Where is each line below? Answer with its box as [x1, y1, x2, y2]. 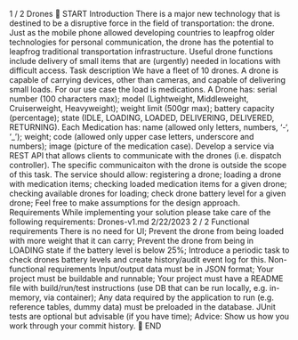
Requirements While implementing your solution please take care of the [9, 207, 271, 217]
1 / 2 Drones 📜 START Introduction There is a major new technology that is [9, 9, 280, 19]
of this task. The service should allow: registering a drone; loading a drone [9, 169, 282, 180]
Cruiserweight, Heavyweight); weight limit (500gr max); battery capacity [9, 103, 275, 113]
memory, [9, 292, 42, 303]
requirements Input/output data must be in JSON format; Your [47, 263, 274, 274]
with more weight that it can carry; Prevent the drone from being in [9, 236, 254, 246]
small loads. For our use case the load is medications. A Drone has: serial [9, 85, 278, 94]
